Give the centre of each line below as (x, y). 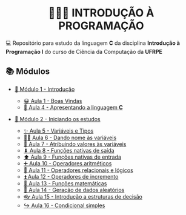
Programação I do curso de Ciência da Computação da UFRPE (84, 51)
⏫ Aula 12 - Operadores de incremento (71, 176)
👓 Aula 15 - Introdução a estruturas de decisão (83, 196)
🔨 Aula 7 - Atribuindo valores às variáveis (75, 144)
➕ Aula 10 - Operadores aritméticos (68, 163)
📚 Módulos (28, 72)
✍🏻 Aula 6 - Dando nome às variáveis (70, 137)
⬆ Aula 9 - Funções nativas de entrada (72, 157)
